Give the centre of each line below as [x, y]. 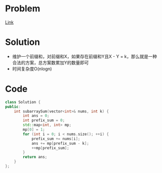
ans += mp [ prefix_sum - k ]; [60, 143]
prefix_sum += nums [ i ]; [56, 138]
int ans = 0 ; [36, 116]
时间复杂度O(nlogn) [32, 69]
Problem [23, 9]
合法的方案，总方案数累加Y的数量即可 [50, 63]
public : [13, 106]
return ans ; [35, 157]
